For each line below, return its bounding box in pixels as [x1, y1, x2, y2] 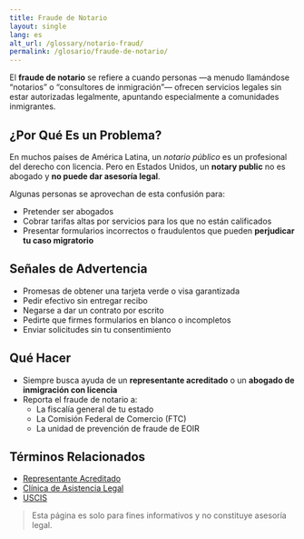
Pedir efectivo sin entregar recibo [22, 294, 148, 305]
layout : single [9, 22, 67, 31]
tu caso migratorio [22, 235, 93, 245]
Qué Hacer [9, 351, 72, 366]
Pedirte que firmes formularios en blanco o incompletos [22, 314, 231, 325]
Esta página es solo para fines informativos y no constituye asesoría [31, 510, 288, 521]
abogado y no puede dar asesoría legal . [9, 170, 161, 182]
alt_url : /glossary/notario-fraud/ [9, 38, 144, 48]
